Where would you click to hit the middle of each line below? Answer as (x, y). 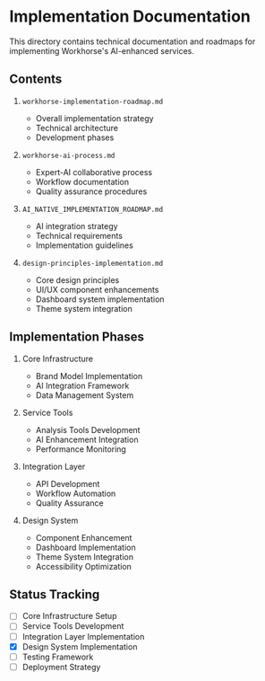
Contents (36, 80)
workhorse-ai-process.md (68, 155)
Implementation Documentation (130, 17)
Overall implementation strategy (94, 118)
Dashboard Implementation (85, 547)
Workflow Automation (76, 493)
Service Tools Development (73, 626)
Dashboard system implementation (100, 299)
